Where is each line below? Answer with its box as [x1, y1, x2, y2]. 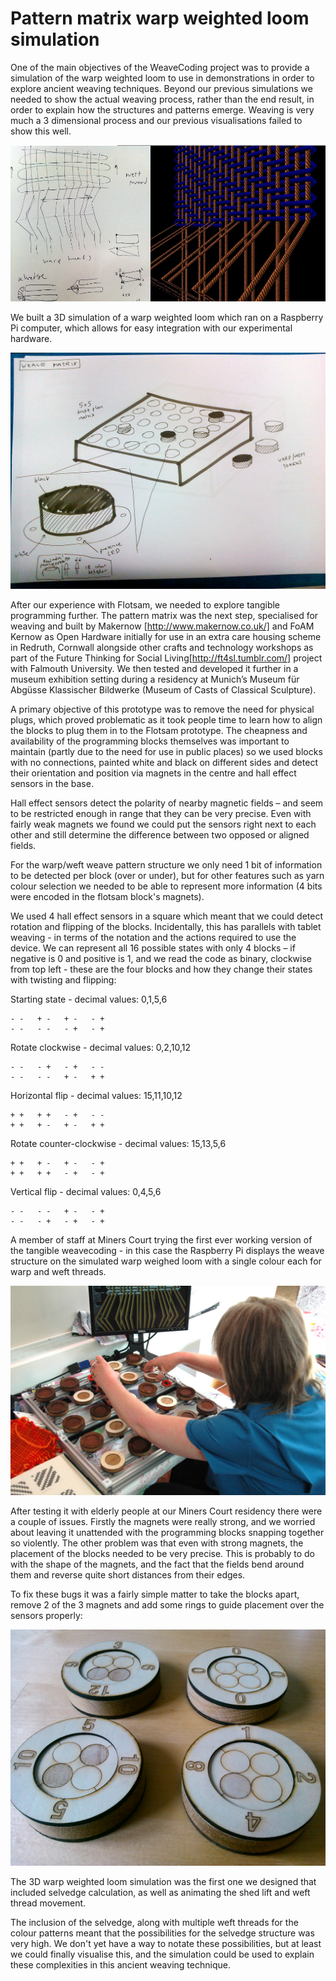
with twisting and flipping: [10, 973, 117, 986]
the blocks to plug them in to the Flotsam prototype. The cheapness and [10, 724, 308, 736]
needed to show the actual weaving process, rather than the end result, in [10, 93, 315, 105]
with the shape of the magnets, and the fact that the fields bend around [10, 1558, 305, 1570]
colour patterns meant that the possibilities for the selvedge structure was [10, 1927, 315, 1939]
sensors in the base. [10, 777, 94, 789]
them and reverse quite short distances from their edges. [10, 1568, 246, 1581]
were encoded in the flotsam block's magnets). [10, 890, 205, 902]
